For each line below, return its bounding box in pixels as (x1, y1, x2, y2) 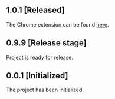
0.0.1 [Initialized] (6, 71, 68, 81)
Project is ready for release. (6, 54, 74, 61)
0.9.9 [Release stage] (6, 38, 87, 48)
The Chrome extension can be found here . (6, 21, 109, 28)
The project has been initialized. (6, 86, 84, 94)
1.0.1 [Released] (6, 5, 65, 15)
